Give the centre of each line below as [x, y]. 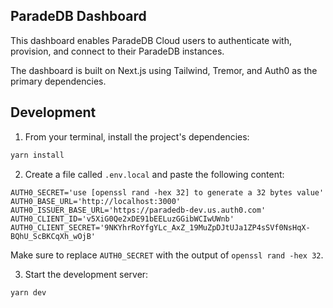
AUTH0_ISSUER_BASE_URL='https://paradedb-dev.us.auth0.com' [138, 210]
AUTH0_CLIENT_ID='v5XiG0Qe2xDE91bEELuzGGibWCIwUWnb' [122, 219]
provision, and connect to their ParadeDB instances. [117, 51]
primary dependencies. [58, 81]
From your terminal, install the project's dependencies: [137, 136]
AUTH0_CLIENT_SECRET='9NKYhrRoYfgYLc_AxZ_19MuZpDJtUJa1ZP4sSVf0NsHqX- [160, 227]
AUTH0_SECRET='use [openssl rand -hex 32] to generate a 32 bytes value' [167, 192]
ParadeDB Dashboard [78, 16]
